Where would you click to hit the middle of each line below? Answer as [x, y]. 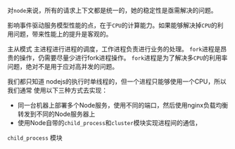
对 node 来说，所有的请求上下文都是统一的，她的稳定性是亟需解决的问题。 [112, 10]
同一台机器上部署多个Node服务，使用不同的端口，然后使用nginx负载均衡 [123, 105]
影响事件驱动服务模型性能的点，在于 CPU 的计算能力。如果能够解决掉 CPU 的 [112, 25]
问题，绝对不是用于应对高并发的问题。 [63, 66]
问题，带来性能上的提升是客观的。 [63, 34]
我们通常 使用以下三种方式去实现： [57, 90]
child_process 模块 [35, 138]
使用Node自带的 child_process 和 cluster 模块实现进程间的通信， [109, 123]
